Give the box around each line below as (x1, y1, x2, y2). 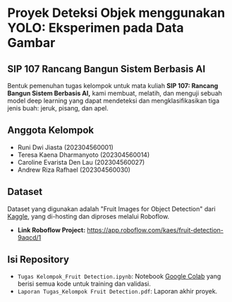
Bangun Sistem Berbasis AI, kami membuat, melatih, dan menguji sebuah (7, 89, 222, 97)
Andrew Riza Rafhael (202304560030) (17, 165, 130, 174)
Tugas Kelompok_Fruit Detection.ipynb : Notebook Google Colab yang (17, 272, 221, 281)
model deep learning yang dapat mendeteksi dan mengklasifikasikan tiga (7, 96, 220, 105)
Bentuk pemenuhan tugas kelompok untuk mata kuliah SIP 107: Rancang (7, 82, 219, 89)
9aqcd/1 (17, 233, 42, 241)
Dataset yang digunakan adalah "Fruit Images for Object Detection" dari (7, 204, 216, 213)
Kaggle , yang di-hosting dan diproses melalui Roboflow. (7, 212, 170, 220)
